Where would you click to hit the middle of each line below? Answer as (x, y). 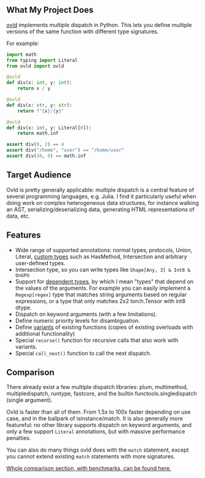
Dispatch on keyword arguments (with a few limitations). (86, 314)
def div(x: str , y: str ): (39, 105)
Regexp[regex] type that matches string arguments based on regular (101, 295)
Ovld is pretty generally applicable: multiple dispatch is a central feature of (100, 190)
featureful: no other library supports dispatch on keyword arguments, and (99, 425)
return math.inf (38, 133)
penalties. (19, 438)
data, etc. (18, 216)
